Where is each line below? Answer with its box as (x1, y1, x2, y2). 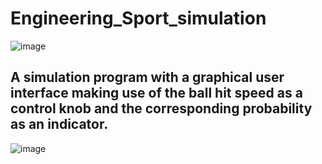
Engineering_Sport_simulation (10, 7, 267, 30)
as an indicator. (10, 116, 109, 133)
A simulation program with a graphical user (10, 69, 285, 86)
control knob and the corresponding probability (10, 100, 313, 117)
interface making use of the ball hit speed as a (10, 85, 303, 102)
